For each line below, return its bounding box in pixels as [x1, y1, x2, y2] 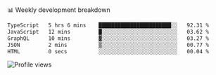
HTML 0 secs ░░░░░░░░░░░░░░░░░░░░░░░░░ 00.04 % [7, 48, 210, 55]
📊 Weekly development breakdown [7, 6, 110, 14]
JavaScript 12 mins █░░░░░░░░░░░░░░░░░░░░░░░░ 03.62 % [7, 28, 210, 35]
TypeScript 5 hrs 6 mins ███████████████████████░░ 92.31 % [7, 22, 210, 29]
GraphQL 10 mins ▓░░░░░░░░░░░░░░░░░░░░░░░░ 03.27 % [7, 34, 210, 42]
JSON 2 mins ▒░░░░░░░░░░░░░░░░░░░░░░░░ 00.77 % [7, 41, 210, 48]
